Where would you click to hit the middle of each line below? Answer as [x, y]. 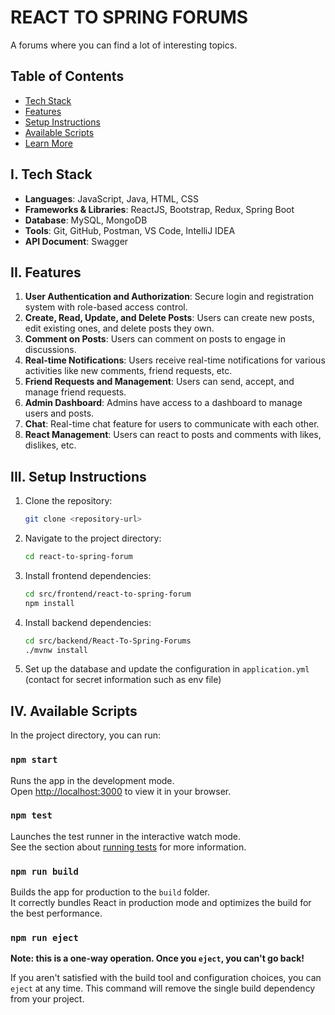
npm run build [44, 871]
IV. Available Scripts [74, 711]
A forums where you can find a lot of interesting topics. [124, 45]
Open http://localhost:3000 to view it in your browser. [121, 791]
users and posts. [59, 413]
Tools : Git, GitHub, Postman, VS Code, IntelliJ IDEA [130, 230]
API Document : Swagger [76, 241]
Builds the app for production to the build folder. [110, 892]
